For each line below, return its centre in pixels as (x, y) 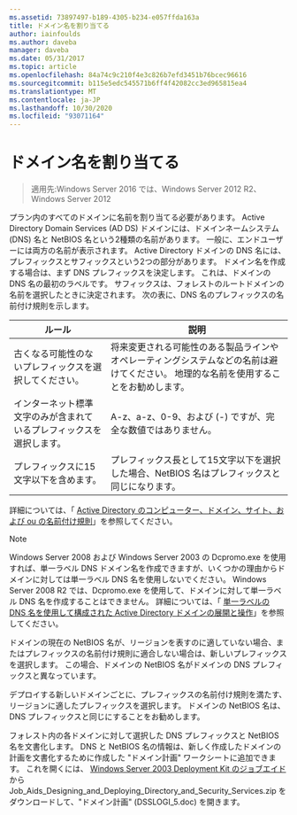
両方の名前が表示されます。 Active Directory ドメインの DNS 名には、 (159, 251)
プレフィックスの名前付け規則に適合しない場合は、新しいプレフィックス (156, 654)
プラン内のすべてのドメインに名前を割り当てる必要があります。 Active (137, 217)
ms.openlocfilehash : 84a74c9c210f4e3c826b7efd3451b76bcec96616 (128, 75)
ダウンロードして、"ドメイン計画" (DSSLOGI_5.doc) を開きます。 (127, 802)
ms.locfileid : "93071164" (57, 116)
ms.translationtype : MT (53, 91)
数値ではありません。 (172, 431)
